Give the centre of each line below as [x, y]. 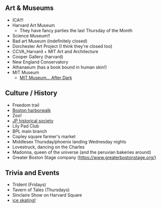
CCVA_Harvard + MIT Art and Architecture [55, 51]
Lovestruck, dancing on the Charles [48, 147]
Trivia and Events [32, 173]
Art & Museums [30, 8]
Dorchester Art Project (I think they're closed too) [62, 46]
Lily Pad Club [26, 126]
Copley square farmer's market [44, 136]
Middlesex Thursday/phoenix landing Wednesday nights [69, 141]
